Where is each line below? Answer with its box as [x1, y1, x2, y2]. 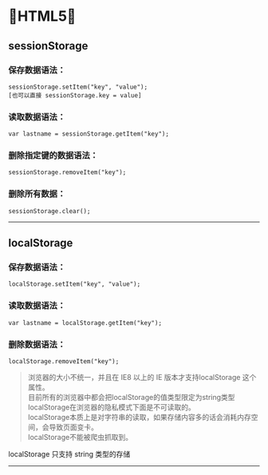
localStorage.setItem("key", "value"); [8, 280, 141, 288]
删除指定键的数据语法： [8, 150, 98, 161]
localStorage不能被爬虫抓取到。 [27, 433, 133, 442]
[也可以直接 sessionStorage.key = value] [8, 91, 142, 99]
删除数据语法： [8, 338, 66, 350]
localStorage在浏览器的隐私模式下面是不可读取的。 [27, 402, 195, 412]
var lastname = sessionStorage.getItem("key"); [8, 130, 170, 138]
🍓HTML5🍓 [8, 7, 77, 26]
